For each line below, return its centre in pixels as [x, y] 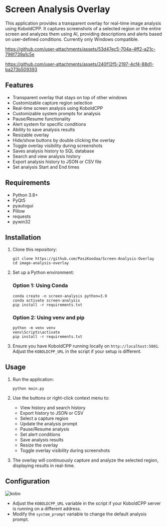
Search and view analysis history [47, 156]
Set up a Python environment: [43, 272]
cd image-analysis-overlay [41, 263]
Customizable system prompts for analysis [56, 113]
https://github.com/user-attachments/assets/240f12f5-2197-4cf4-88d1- [79, 64]
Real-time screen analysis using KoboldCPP [58, 108]
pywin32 [22, 221]
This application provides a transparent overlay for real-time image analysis [83, 23]
